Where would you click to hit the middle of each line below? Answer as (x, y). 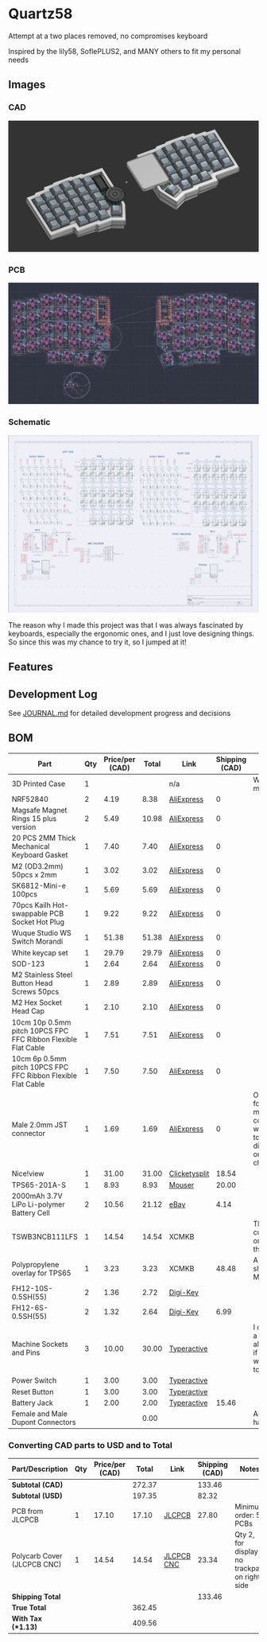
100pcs (25, 894)
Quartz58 (41, 14)
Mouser (182, 1185)
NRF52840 (30, 799)
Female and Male (39, 1414)
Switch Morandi (37, 942)
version (24, 827)
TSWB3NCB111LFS (44, 1236)
